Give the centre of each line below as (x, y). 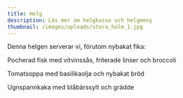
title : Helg (25, 14)
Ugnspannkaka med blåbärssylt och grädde (71, 87)
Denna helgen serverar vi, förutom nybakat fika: (77, 47)
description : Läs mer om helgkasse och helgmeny (80, 20)
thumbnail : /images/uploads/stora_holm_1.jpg (75, 27)
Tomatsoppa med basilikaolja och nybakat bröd (76, 73)
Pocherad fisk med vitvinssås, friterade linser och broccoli (92, 60)
